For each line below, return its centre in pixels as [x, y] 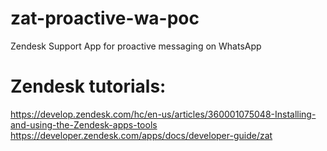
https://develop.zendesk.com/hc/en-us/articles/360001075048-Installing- [163, 114]
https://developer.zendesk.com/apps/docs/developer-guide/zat [141, 135]
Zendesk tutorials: [88, 86]
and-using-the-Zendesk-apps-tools [84, 124]
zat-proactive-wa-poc [105, 18]
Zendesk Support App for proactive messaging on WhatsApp [136, 46]
